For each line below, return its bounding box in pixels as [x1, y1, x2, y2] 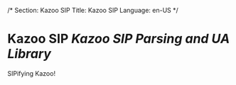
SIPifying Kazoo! [7, 69, 55, 77]
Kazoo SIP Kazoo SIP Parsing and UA [7, 31, 230, 47]
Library [7, 46, 52, 62]
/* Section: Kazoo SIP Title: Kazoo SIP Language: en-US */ [7, 6, 179, 14]
